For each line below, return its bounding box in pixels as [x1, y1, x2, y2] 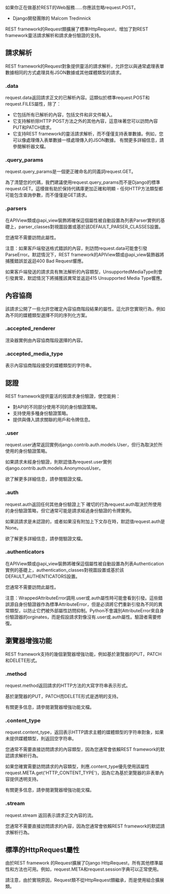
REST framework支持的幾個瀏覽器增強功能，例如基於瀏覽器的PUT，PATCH [5, 651, 162, 657]
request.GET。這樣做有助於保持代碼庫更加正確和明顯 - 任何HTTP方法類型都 [5, 186, 163, 192]
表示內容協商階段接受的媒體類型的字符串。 [5, 362, 94, 369]
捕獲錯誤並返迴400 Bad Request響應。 [5, 258, 86, 264]
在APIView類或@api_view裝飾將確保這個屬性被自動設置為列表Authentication [5, 560, 164, 567]
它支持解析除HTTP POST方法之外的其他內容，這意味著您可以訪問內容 [12, 118, 158, 124]
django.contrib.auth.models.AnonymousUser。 [5, 465, 104, 471]
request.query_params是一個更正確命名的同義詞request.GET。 [5, 169, 136, 175]
